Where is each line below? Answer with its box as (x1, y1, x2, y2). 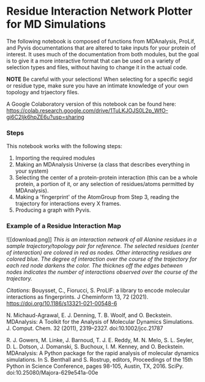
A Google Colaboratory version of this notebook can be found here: (6, 100, 176, 108)
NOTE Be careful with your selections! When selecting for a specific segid (6, 75, 193, 83)
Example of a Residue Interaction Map (6, 222, 121, 230)
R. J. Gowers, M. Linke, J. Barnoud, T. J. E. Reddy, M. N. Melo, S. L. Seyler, (6, 336, 194, 343)
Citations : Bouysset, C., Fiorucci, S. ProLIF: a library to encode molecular (6, 286, 190, 294)
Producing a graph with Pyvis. (15, 206, 91, 214)
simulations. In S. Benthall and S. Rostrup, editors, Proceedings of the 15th (6, 356, 193, 363)
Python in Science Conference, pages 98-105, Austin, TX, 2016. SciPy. (6, 362, 184, 370)
